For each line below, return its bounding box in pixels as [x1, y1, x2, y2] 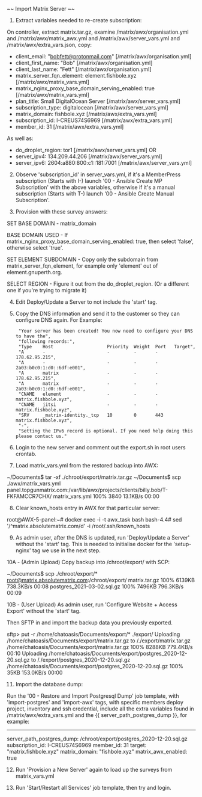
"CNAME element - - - [18, 391, 158, 397]
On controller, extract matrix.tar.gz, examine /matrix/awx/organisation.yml [7, 28, 189, 35]
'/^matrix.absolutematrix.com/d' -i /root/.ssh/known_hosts [7, 523, 150, 529]
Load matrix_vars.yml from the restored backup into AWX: [15, 462, 158, 469]
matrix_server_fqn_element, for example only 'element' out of [7, 262, 158, 269]
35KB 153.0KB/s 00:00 [7, 669, 63, 676]
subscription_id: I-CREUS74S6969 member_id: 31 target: [7, 742, 147, 748]
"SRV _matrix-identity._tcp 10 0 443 [18, 412, 164, 418]
